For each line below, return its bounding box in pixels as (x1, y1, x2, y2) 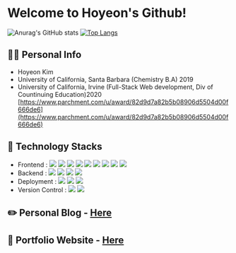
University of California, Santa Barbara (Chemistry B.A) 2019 (17, 75, 194, 83)
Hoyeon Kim (17, 67, 54, 76)
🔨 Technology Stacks (7, 141, 102, 153)
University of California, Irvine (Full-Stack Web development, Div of (17, 83, 213, 91)
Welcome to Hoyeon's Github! (7, 5, 187, 21)
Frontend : (17, 160, 48, 169)
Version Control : (17, 185, 67, 194)
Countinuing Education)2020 (17, 90, 102, 98)
